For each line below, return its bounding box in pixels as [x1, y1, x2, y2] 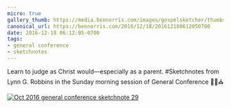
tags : [7, 36, 23, 43]
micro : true [7, 10, 41, 17]
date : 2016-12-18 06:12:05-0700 [7, 29, 100, 36]
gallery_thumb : [7, 17, 51, 23]
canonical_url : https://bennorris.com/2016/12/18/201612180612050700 [7, 23, 211, 30]
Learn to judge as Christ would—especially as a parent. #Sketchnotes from [7, 67, 220, 76]
